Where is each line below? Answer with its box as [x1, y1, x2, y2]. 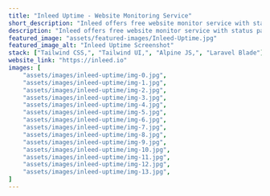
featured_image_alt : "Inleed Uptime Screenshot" [8, 42, 174, 50]
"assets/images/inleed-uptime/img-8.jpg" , [22, 130, 167, 138]
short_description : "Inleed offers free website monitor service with [8, 19, 250, 27]
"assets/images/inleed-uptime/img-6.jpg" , [22, 116, 167, 124]
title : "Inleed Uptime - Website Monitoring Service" [8, 11, 193, 20]
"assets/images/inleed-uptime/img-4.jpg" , [22, 101, 167, 109]
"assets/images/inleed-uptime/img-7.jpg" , [22, 123, 167, 131]
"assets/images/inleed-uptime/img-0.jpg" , [22, 71, 167, 79]
